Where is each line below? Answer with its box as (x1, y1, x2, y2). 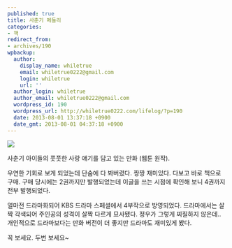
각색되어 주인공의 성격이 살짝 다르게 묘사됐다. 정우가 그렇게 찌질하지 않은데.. (14, 210, 222, 218)
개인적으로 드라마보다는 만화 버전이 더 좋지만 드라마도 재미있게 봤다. (7, 218, 192, 227)
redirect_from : (7, 36, 52, 43)
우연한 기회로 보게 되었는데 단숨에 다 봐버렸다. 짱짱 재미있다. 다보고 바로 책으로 (7, 168, 222, 177)
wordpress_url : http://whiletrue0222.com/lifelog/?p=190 (13, 108, 183, 115)
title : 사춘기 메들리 (7, 17, 61, 24)
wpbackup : (7, 50, 36, 57)
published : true (7, 10, 55, 17)
